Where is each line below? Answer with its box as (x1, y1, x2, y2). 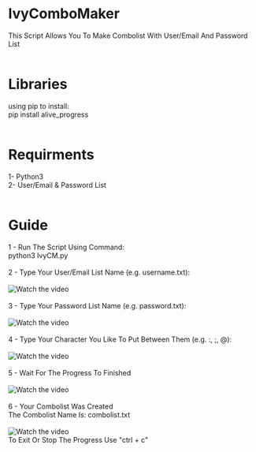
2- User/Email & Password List (8, 180, 106, 189)
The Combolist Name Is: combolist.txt (8, 409, 131, 419)
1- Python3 (8, 171, 44, 181)
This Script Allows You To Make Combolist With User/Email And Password (8, 31, 248, 40)
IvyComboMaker (8, 5, 121, 23)
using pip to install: (8, 101, 69, 110)
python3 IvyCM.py (8, 250, 69, 260)
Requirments (8, 146, 95, 164)
